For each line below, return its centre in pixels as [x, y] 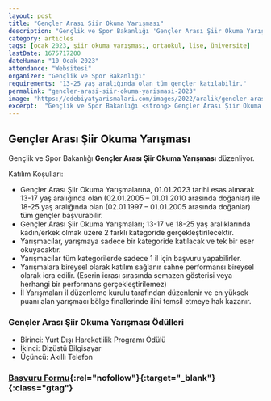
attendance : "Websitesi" [50, 69]
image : [19, 99]
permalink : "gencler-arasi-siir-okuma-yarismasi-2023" [102, 91]
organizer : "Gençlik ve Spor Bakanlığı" [77, 76]
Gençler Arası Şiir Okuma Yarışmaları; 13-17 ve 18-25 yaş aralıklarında [135, 224]
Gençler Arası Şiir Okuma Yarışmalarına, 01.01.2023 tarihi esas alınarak [137, 189]
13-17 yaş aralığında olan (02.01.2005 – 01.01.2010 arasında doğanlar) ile [140, 198]
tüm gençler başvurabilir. [61, 215]
